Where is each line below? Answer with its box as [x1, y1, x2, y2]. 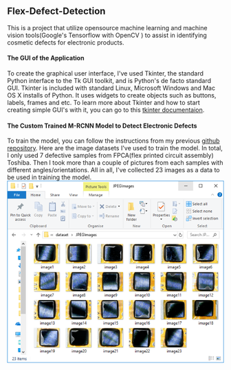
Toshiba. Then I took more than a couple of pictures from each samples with [7, 159, 223, 167]
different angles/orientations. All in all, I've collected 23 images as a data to [7, 166, 220, 174]
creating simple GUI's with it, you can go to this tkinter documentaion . [7, 106, 205, 114]
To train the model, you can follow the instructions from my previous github [7, 137, 220, 145]
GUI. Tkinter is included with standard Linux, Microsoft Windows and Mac [7, 84, 215, 92]
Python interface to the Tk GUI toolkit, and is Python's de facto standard [7, 77, 212, 85]
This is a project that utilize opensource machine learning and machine [7, 23, 208, 32]
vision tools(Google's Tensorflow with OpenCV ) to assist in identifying [7, 31, 208, 39]
